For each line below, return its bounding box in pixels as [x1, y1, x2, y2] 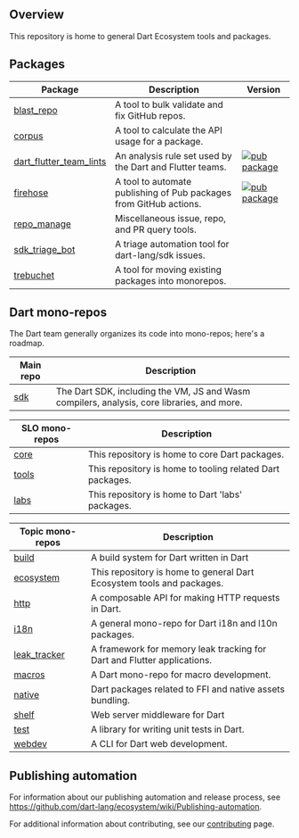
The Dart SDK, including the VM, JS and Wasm [55, 386, 251, 398]
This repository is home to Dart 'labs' [87, 488, 243, 501]
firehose [13, 187, 49, 199]
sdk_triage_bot [13, 243, 76, 255]
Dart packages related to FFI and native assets [90, 683, 285, 695]
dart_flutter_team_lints [13, 155, 107, 168]
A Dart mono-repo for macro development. [90, 668, 271, 681]
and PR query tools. [114, 223, 198, 236]
